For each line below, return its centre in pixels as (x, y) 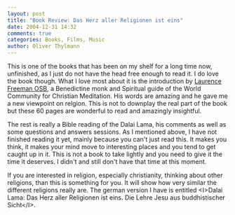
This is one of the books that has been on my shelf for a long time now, (110, 66)
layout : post (26, 14)
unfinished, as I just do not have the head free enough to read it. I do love (113, 74)
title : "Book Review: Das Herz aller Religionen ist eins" (95, 20)
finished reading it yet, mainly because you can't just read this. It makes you (117, 139)
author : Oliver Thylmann (43, 46)
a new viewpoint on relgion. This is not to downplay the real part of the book (117, 103)
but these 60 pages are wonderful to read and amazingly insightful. (105, 111)
